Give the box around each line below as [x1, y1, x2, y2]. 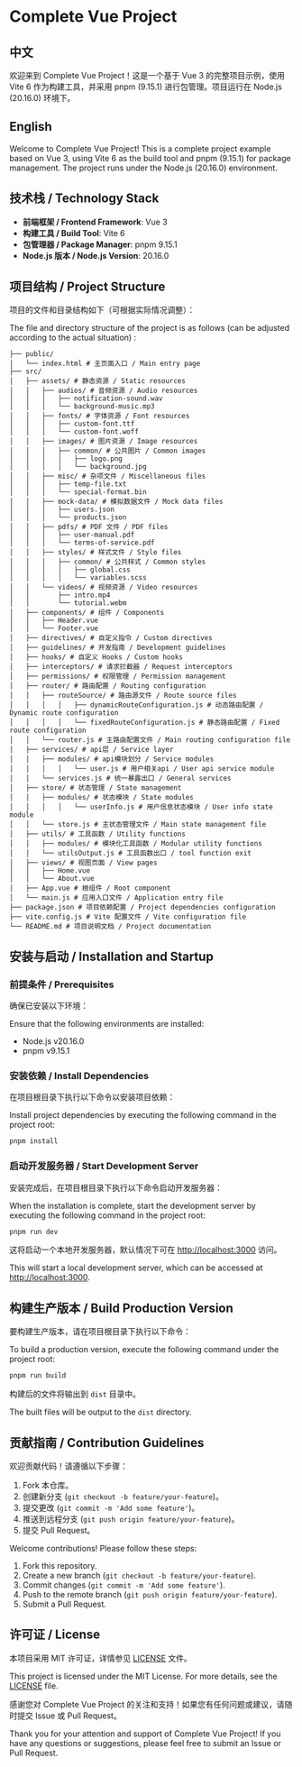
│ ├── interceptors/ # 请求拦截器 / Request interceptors [9, 663, 233, 672]
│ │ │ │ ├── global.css [9, 565, 131, 574]
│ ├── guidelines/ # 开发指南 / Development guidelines [9, 643, 227, 653]
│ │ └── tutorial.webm [9, 599, 127, 608]
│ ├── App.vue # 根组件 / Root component [9, 883, 171, 893]
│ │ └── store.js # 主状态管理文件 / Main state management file [9, 820, 267, 829]
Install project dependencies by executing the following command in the [9, 1110, 277, 1121]
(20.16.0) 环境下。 [9, 93, 76, 103]
